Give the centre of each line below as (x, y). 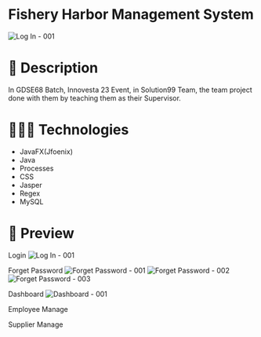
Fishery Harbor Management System (131, 15)
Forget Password (36, 270)
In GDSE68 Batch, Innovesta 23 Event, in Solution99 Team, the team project (130, 90)
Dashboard (26, 294)
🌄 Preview (41, 233)
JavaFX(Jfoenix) (46, 152)
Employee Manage (38, 309)
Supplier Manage (36, 324)
